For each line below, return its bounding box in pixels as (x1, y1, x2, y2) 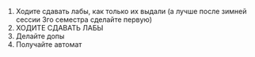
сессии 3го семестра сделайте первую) (15, 15, 153, 24)
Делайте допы (15, 31, 65, 41)
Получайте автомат (15, 40, 82, 49)
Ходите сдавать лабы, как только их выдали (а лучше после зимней (15, 7, 247, 16)
